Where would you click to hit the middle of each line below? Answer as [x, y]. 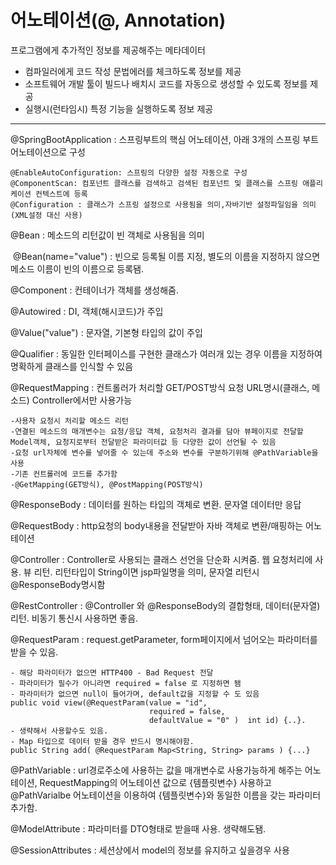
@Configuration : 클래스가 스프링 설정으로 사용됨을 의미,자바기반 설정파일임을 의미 [163, 204]
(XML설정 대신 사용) [46, 215]
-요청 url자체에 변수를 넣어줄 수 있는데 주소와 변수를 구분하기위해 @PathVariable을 [164, 452]
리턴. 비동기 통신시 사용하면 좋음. [74, 618]
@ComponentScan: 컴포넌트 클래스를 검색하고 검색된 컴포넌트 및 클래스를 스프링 [154, 183]
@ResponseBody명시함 [58, 584]
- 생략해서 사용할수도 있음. [59, 731]
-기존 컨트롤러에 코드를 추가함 [64, 474]
